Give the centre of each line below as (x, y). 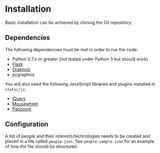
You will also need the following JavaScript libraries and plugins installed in (80, 84)
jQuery (19, 98)
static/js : (16, 89)
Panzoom (22, 109)
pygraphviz (23, 75)
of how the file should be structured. (42, 146)
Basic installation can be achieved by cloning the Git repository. (69, 22)
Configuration (27, 124)
